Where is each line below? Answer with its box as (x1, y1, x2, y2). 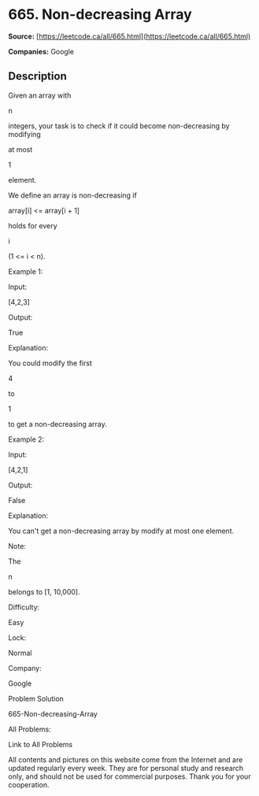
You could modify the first (8, 358, 92, 368)
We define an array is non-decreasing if (8, 191, 138, 200)
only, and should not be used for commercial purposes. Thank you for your (8, 772, 251, 781)
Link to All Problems (8, 739, 73, 749)
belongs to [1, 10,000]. (8, 587, 80, 596)
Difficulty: (8, 602, 40, 612)
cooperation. (8, 779, 50, 789)
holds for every (8, 220, 57, 230)
